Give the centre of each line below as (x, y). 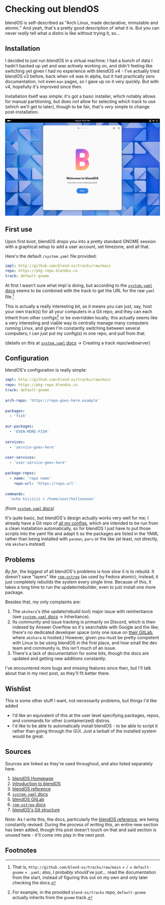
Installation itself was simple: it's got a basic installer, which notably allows (80, 96)
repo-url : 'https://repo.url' (45, 483)
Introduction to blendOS (36, 783)
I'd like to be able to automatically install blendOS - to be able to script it (85, 726)
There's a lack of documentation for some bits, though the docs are (80, 654)
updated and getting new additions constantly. (59, 658)
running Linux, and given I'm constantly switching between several (73, 328)
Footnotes (21, 851)
